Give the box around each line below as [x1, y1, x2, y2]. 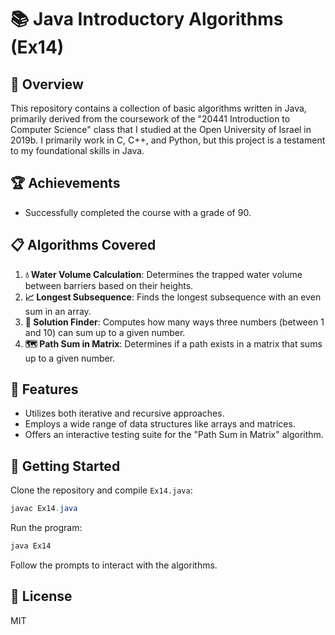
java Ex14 [10, 541, 52, 551]
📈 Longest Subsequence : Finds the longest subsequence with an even [24, 291, 322, 303]
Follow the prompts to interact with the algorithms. [10, 559, 218, 571]
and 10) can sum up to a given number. [24, 326, 186, 338]
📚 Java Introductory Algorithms [10, 8, 284, 31]
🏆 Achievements [10, 175, 121, 192]
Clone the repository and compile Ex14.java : [10, 484, 193, 496]
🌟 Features [10, 381, 79, 398]
